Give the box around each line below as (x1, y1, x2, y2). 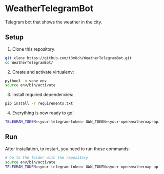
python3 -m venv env (5, 78, 47, 83)
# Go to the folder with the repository (5, 155, 89, 160)
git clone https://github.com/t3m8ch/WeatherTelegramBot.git (5, 56, 132, 60)
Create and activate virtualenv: (12, 69, 74, 75)
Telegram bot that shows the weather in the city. (5, 19, 102, 25)
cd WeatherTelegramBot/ (5, 60, 54, 65)
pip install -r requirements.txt (5, 101, 73, 106)
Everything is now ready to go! (12, 110, 74, 116)
